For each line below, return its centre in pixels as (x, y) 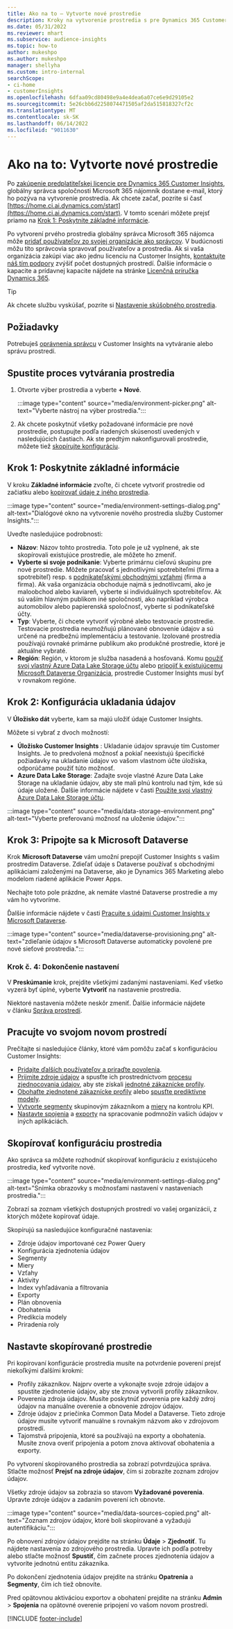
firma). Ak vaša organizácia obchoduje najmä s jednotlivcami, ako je (114, 584)
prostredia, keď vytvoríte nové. (51, 1168)
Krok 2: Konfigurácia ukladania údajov (92, 702)
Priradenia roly (38, 1325)
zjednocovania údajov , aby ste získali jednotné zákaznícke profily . (111, 1084)
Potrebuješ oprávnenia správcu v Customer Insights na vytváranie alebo (110, 344)
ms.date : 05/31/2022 (37, 26)
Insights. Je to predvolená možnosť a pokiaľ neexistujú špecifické (111, 753)
